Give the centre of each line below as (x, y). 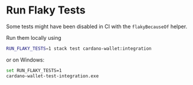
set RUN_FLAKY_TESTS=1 (34, 70)
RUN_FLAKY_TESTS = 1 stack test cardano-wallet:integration (79, 48)
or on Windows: (25, 60)
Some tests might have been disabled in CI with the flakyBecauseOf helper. (97, 26)
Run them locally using (34, 38)
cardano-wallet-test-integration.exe (53, 76)
